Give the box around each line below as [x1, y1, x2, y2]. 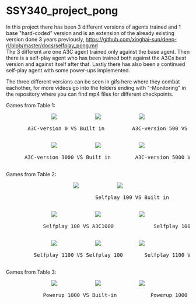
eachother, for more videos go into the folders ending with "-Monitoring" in [6, 84, 187, 91]
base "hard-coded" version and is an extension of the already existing [6, 29, 175, 36]
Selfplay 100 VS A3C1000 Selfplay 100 [43, 223, 191, 229]
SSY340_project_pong [6, 4, 118, 18]
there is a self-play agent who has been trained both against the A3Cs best [6, 54, 187, 61]
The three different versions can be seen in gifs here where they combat [6, 78, 180, 85]
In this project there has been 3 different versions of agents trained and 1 [6, 23, 181, 30]
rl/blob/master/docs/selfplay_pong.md [6, 42, 98, 49]
